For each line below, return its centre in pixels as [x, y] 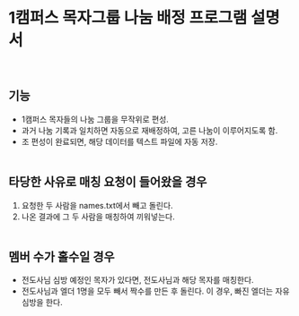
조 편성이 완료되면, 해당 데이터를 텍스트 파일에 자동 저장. [119, 141]
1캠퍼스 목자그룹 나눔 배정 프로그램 [128, 18]
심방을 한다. [42, 303]
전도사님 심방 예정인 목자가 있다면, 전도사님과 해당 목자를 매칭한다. [137, 280]
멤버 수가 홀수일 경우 [62, 256]
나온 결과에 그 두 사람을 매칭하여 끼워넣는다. [98, 217]
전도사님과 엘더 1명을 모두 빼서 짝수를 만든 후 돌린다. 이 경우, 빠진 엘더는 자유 [155, 291]
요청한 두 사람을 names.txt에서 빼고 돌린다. [97, 205]
